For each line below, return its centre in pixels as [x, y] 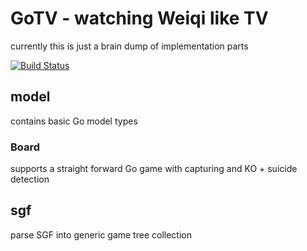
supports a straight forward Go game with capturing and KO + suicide [154, 169]
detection [30, 179]
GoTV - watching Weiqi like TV [139, 18]
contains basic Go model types [74, 121]
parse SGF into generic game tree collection [101, 234]
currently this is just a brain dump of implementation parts [129, 46]
